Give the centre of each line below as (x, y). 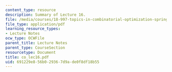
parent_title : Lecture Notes (36, 43)
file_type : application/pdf (35, 24)
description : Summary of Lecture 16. (46, 15)
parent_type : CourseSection (35, 48)
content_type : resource (31, 10)
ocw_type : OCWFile (25, 39)
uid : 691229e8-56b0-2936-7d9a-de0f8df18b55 (52, 62)
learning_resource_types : (33, 29)
